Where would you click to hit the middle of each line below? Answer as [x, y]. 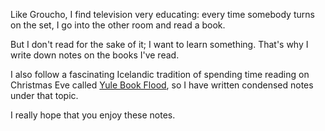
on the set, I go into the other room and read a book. [118, 25]
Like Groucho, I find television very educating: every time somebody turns [162, 14]
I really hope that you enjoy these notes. [93, 115]
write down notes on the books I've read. [95, 55]
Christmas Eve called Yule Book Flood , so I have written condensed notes [162, 85]
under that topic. [44, 95]
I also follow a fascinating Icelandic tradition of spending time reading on [160, 74]
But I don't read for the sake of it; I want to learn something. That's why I [159, 44]
